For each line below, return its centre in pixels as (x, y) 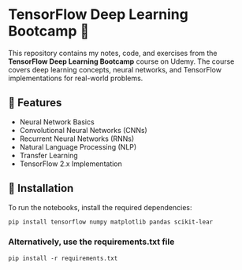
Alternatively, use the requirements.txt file (91, 242)
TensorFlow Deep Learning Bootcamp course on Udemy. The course (121, 61)
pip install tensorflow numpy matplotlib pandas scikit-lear (111, 222)
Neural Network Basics (57, 122)
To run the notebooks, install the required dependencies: (100, 207)
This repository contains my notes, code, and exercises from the (113, 53)
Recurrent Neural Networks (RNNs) (77, 139)
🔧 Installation (41, 189)
